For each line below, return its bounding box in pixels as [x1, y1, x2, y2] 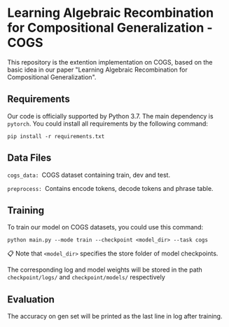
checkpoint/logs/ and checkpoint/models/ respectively [7, 273, 166, 281]
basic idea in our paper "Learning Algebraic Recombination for [7, 65, 188, 74]
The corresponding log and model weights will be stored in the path [7, 265, 203, 274]
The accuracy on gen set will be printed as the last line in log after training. [7, 312, 223, 321]
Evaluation [7, 293, 55, 305]
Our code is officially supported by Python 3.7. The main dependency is [7, 112, 214, 120]
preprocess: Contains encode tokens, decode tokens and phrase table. [7, 184, 214, 192]
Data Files [7, 152, 52, 164]
